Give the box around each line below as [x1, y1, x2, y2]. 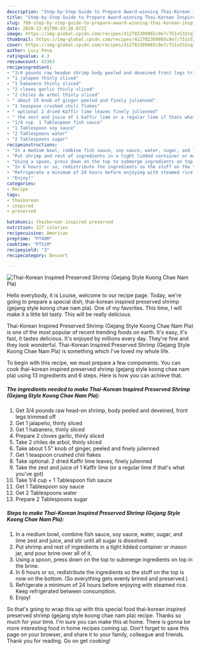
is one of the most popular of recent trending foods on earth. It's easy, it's [7, 329, 188, 336]
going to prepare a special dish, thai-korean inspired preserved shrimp [7, 298, 180, 305]
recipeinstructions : [7, 141, 58, 148]
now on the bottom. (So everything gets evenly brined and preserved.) [15, 575, 188, 582]
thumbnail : [7, 36, 34, 42]
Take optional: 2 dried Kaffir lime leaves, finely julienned [15, 457, 153, 465]
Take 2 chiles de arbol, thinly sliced [15, 439, 102, 446]
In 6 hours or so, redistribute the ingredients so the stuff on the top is [15, 569, 185, 576]
